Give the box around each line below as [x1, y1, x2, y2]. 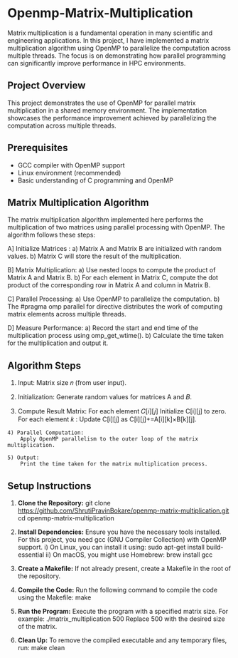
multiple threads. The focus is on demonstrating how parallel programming [7, 51, 226, 60]
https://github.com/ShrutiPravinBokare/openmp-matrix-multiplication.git [17, 506, 229, 515]
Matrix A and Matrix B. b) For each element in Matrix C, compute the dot [7, 273, 219, 282]
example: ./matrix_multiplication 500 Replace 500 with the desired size [17, 615, 225, 623]
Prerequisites [7, 142, 68, 154]
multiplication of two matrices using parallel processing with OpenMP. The [7, 223, 225, 232]
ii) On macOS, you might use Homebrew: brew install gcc [45, 550, 213, 559]
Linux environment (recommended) [17, 168, 121, 177]
